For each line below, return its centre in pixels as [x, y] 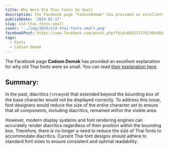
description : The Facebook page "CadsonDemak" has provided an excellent [84, 14]
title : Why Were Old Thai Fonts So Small [49, 10]
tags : [11, 38]
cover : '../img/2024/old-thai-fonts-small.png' [56, 28]
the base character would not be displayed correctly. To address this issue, [83, 100]
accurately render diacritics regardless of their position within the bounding [83, 125]
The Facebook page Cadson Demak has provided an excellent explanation [82, 61]
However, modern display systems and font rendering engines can [74, 120]
